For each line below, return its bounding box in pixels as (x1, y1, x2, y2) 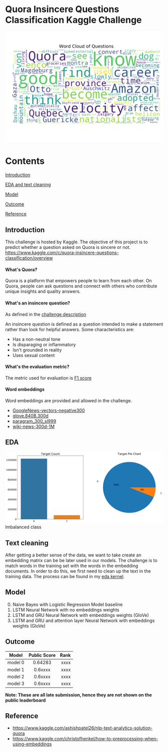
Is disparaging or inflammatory (12, 341, 76, 347)
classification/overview (5, 255, 53, 261)
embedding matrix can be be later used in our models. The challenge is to (5, 557, 158, 563)
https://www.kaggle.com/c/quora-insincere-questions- (5, 249, 119, 256)
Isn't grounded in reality (12, 347, 62, 353)
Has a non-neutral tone (12, 336, 61, 342)
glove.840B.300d (12, 412, 49, 419)
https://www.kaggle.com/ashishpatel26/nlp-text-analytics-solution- (12, 725, 153, 731)
